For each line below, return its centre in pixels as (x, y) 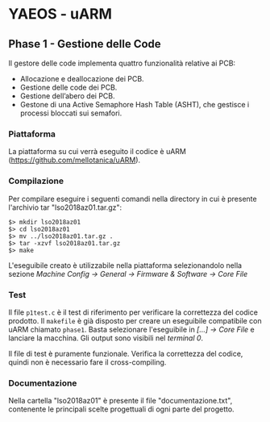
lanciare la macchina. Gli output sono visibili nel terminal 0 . (106, 338)
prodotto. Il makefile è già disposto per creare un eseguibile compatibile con (135, 320)
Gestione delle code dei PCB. (69, 87)
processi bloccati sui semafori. (71, 113)
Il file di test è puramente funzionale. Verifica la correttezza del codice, (126, 353)
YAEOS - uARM (60, 14)
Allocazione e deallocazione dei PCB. (82, 79)
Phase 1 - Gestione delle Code (85, 44)
